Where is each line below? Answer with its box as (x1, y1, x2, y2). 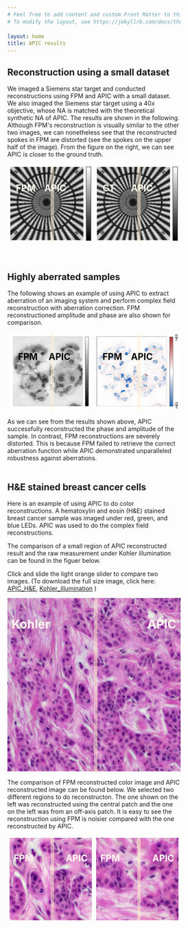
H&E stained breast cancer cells (7, 481, 147, 493)
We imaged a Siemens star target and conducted (7, 84, 145, 93)
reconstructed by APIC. (7, 822, 73, 831)
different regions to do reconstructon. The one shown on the (7, 793, 179, 801)
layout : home (7, 33, 45, 40)
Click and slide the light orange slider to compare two (7, 570, 158, 578)
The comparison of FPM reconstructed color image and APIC (7, 778, 180, 787)
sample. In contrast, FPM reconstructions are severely (7, 432, 161, 441)
